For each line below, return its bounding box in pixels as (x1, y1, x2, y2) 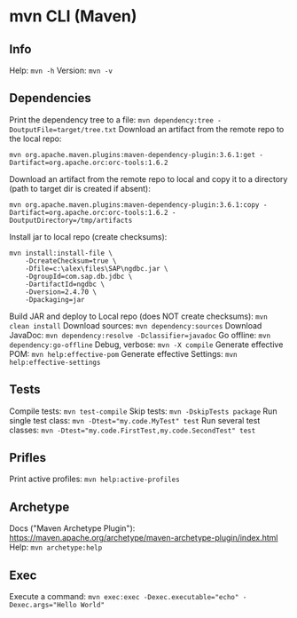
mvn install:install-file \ (9, 249, 113, 257)
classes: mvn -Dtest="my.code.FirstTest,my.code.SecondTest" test (9, 424, 256, 435)
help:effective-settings (9, 358, 101, 367)
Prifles (9, 450, 47, 465)
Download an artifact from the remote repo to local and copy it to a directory (9, 173, 288, 184)
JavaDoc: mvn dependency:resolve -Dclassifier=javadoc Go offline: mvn (9, 329, 271, 340)
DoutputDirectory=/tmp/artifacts (9, 216, 133, 225)
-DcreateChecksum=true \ (25, 256, 117, 265)
